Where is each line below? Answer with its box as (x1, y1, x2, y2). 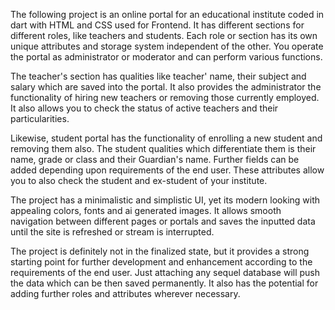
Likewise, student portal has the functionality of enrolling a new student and (10, 132, 323, 144)
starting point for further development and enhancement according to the (10, 256, 313, 268)
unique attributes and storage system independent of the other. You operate (10, 40, 324, 52)
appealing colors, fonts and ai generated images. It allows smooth (10, 205, 282, 216)
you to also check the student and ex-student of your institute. (10, 175, 268, 186)
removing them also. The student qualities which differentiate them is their (10, 143, 317, 154)
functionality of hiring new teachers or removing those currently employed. (10, 92, 320, 103)
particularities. (10, 113, 70, 124)
